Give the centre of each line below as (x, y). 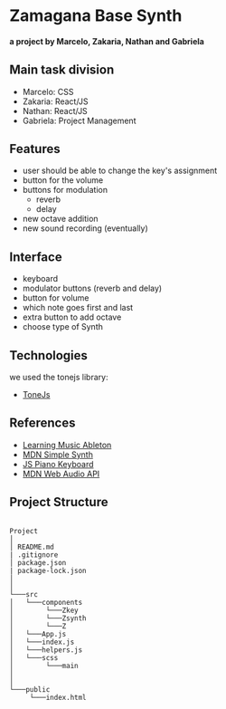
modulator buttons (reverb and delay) (92, 288)
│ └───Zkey (44, 610)
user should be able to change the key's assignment (120, 171)
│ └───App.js (38, 634)
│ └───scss (34, 657)
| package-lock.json (48, 570)
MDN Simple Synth (57, 455)
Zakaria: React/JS (55, 101)
